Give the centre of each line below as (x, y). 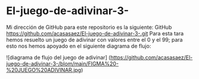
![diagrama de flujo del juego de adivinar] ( (58, 57)
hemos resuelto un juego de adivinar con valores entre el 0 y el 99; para (94, 39)
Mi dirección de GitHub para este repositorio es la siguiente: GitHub (89, 27)
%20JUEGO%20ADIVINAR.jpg (44, 70)
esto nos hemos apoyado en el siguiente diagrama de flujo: (79, 46)
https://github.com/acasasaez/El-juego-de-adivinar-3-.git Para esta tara (95, 33)
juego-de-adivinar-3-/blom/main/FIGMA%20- (63, 64)
